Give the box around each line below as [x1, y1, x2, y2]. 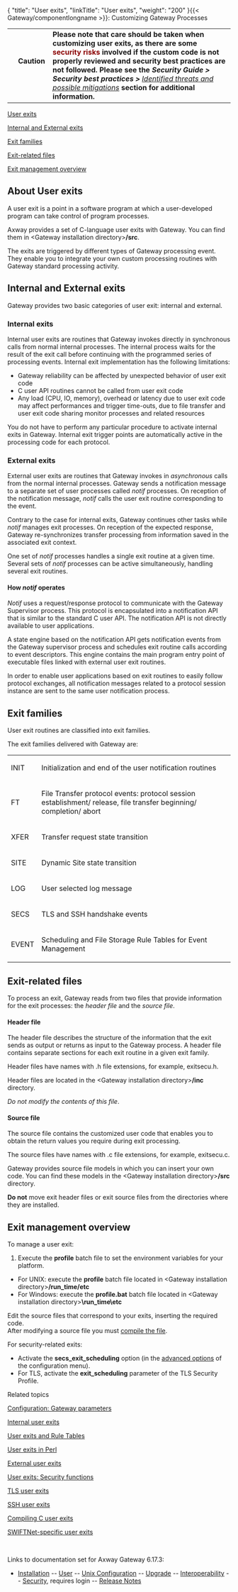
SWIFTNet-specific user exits [7, 1528, 93, 1537]
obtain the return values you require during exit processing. [7, 1137, 181, 1145]
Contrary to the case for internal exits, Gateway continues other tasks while [7, 516, 227, 524]
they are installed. [7, 1200, 59, 1209]
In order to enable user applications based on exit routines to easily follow [7, 672, 223, 680]
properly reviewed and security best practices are [52, 56, 226, 66]
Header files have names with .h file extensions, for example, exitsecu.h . [7, 1062, 219, 1071]
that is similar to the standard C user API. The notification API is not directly [7, 614, 227, 623]
